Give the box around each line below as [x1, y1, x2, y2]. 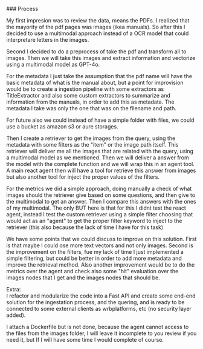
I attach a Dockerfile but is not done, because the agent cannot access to [6, 324, 189, 330]
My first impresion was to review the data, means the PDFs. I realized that [6, 17, 190, 24]
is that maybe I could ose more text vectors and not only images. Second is [6, 242, 193, 249]
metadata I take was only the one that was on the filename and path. [6, 105, 176, 111]
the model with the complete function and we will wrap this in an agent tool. [6, 161, 195, 167]
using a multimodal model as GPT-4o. [6, 61, 100, 68]
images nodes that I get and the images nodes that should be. [6, 274, 160, 281]
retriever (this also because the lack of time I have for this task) [6, 224, 164, 231]
